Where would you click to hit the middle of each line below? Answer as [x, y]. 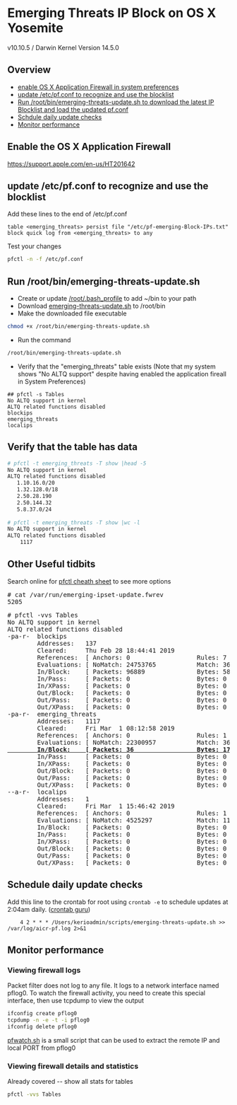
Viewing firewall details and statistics [73, 1066]
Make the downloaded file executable [72, 313]
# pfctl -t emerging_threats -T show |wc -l [74, 522]
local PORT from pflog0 [42, 1048]
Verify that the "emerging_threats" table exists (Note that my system [117, 366]
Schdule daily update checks [60, 117]
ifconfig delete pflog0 [42, 1027]
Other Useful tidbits [51, 564]
